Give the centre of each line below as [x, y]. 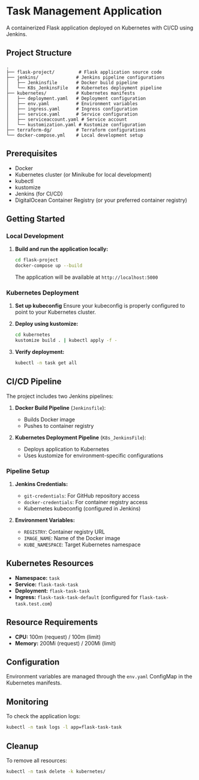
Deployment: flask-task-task [52, 591]
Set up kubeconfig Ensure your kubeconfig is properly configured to [100, 306]
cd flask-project [37, 260]
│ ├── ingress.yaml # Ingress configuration [72, 109]
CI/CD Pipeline [34, 382]
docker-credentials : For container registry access [86, 502]
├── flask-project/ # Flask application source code [84, 72]
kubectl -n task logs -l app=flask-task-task [64, 727]
